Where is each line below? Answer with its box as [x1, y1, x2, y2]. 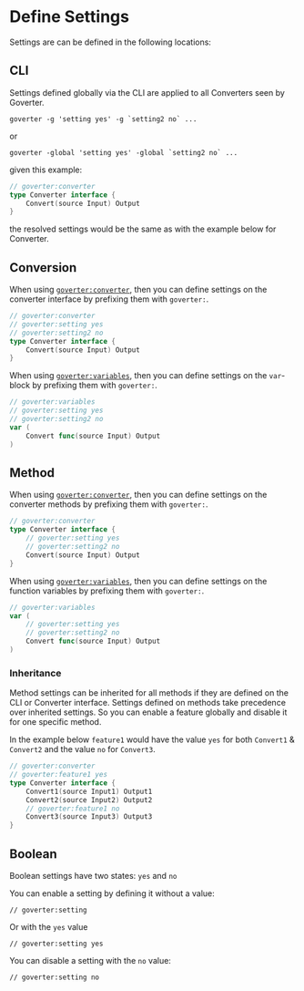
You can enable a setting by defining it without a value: [9, 887, 216, 899]
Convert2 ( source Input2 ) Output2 [25, 795, 153, 804]
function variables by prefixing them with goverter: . [9, 585, 205, 596]
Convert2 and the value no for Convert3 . [9, 744, 157, 755]
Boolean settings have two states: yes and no [9, 870, 177, 881]
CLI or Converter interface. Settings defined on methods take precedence [9, 697, 287, 708]
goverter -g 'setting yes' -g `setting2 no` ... [9, 114, 198, 124]
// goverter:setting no [9, 973, 100, 982]
